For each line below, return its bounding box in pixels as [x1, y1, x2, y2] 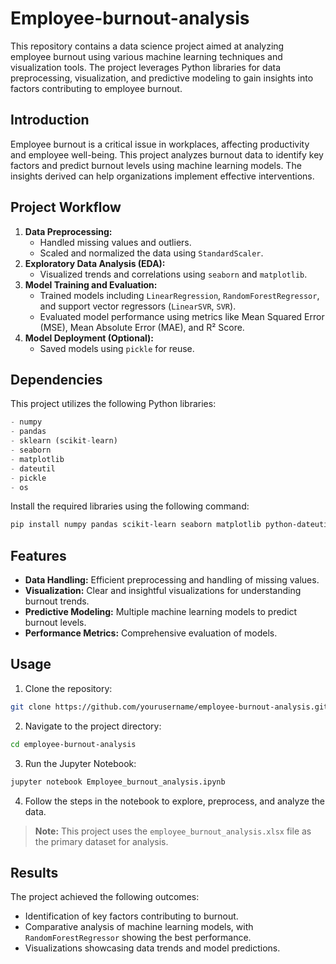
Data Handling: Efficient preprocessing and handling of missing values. [24, 574, 320, 586]
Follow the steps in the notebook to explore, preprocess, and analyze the [24, 795, 325, 807]
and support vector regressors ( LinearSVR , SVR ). [39, 300, 237, 312]
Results [10, 864, 59, 881]
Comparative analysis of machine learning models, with [24, 921, 254, 933]
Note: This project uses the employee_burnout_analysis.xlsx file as [34, 825, 312, 837]
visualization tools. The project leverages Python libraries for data [10, 61, 282, 73]
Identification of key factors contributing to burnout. [24, 910, 239, 922]
